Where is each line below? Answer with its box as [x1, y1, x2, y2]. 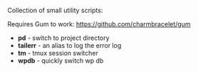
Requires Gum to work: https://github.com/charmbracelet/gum [7, 20, 191, 28]
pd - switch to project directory [17, 34, 110, 42]
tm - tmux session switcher [17, 49, 98, 57]
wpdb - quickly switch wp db [17, 56, 104, 65]
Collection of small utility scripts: [7, 6, 103, 14]
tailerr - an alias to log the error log [17, 41, 122, 49]
